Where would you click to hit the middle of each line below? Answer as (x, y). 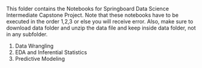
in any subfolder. (27, 34)
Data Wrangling (34, 46)
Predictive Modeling (40, 59)
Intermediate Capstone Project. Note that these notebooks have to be (93, 15)
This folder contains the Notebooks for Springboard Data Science (88, 9)
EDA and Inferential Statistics (51, 52)
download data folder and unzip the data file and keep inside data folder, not (101, 28)
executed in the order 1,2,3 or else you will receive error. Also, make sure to (100, 21)
